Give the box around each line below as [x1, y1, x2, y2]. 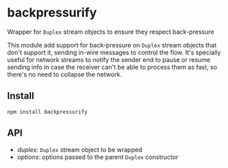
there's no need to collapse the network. [7, 70, 123, 78]
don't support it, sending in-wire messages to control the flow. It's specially [7, 48, 221, 56]
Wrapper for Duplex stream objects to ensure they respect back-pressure [7, 28, 215, 36]
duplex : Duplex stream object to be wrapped [17, 145, 143, 154]
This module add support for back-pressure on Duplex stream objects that [7, 41, 217, 49]
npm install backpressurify [7, 108, 88, 115]
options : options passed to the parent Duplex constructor [17, 153, 179, 161]
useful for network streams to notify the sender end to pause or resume [7, 55, 211, 63]
